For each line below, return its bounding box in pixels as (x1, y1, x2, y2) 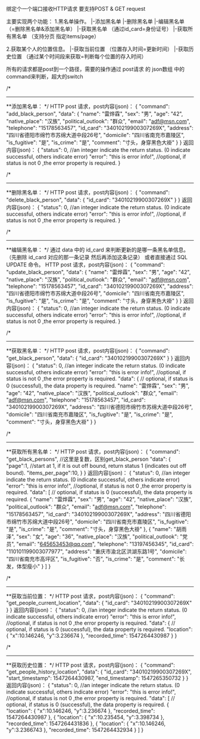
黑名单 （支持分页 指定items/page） (11, 33, 99, 40)
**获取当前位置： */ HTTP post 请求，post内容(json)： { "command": (6, 592, 176, 600)
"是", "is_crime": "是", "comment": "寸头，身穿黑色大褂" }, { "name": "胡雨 (6, 526, 187, 532)
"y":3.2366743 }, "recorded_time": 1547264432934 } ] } (6, 726, 144, 733)
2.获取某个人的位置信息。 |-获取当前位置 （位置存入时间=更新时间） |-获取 (6, 45, 189, 52)
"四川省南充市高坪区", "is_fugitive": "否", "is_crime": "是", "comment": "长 (6, 555, 185, 562)
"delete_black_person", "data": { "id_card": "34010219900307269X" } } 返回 (6, 196, 192, 203)
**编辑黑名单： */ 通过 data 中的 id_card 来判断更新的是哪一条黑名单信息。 (6, 246, 189, 253)
